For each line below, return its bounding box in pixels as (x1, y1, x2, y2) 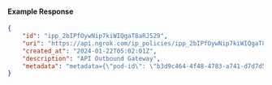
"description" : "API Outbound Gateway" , (22, 54, 161, 62)
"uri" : (22, 39, 45, 48)
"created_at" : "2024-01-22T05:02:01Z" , (22, 47, 158, 55)
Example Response (7, 6, 74, 16)
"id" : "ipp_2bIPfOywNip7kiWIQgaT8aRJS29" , (22, 32, 168, 40)
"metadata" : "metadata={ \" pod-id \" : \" (22, 62, 158, 70)
